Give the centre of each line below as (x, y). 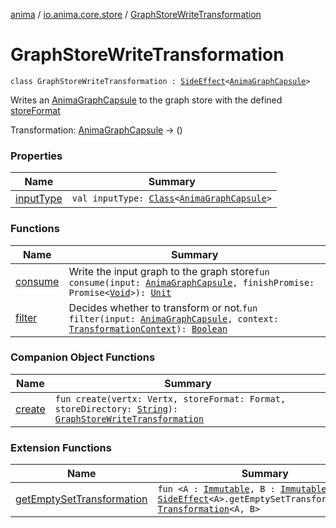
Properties (36, 156)
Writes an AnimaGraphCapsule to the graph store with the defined (146, 100)
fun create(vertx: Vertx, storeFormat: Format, (170, 398)
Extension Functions (61, 447)
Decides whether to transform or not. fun (163, 307)
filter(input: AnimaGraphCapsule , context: (173, 318)
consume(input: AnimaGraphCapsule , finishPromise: (191, 282)
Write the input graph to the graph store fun (169, 271)
